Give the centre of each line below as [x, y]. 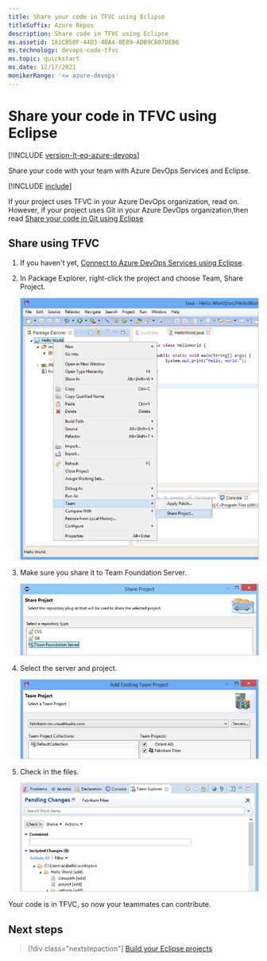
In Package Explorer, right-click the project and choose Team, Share [132, 278]
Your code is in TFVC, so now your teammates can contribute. [110, 904]
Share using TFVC [54, 243]
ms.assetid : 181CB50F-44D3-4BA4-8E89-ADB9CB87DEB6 [94, 42]
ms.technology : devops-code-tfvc [64, 51]
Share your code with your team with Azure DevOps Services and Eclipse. [130, 171]
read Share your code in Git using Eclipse [76, 218]
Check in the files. [49, 772]
